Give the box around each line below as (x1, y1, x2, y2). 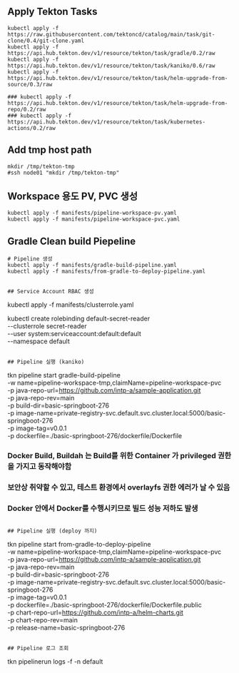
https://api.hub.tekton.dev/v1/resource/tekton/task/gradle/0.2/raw (7, 49, 215, 56)
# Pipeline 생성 (7, 255, 53, 263)
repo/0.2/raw (7, 106, 46, 113)
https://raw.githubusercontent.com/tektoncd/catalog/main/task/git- (7, 31, 215, 38)
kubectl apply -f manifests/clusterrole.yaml (7, 300, 134, 309)
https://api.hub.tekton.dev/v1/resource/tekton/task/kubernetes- (7, 118, 205, 126)
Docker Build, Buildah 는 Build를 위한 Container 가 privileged (7, 451, 216, 461)
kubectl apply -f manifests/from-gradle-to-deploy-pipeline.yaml (7, 268, 205, 275)
